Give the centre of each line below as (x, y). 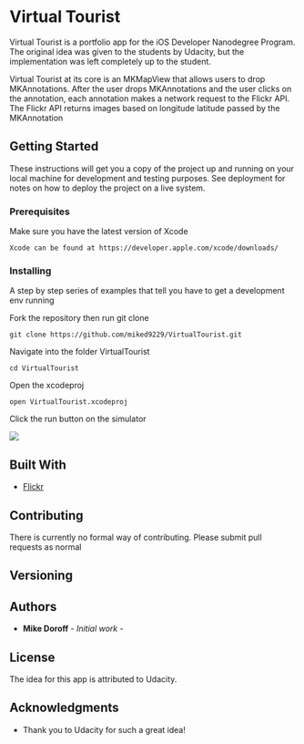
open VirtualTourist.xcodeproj (69, 402)
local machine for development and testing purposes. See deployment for (147, 178)
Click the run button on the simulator (78, 419)
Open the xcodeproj (47, 386)
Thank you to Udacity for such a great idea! (104, 729)
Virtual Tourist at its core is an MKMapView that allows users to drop (137, 78)
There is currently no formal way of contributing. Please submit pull (136, 537)
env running (32, 300)
